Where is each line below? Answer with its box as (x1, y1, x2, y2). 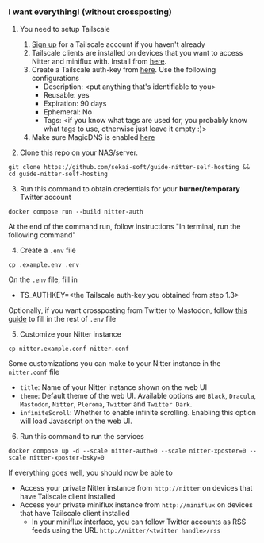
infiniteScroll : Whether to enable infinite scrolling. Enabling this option (19, 408, 256, 418)
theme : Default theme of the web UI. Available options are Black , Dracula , (19, 391, 256, 401)
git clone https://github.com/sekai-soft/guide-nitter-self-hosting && (8, 164, 250, 171)
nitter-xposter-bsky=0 (29, 454, 105, 462)
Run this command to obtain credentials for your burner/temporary (19, 184, 240, 194)
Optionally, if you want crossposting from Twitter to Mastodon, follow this (8, 306, 248, 315)
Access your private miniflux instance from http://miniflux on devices (19, 500, 254, 510)
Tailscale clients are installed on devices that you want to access (31, 48, 243, 58)
